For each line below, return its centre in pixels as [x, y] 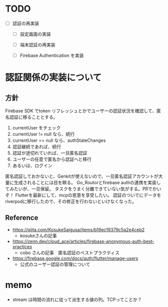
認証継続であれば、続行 [37, 147]
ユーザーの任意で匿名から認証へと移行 [52, 160]
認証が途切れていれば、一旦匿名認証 [50, 153]
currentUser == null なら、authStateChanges [59, 140]
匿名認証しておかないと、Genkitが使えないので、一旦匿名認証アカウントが [82, 176]
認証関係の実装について [53, 78]
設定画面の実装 [35, 34]
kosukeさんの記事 [38, 236]
